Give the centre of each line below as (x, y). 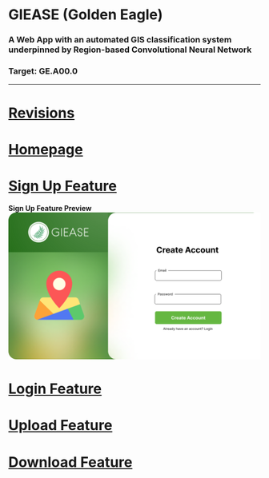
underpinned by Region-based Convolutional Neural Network (130, 50)
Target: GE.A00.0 (43, 71)
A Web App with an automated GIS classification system (120, 40)
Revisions (42, 113)
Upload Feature (60, 426)
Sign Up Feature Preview (50, 208)
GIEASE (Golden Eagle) (86, 15)
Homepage (46, 149)
